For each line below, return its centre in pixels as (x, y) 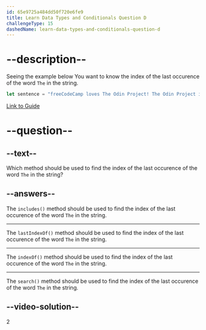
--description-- (47, 59)
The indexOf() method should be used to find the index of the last (90, 257)
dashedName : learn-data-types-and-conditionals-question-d (83, 29)
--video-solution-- (43, 307)
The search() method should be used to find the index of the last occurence (102, 281)
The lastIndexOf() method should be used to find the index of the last (95, 232)
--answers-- (31, 194)
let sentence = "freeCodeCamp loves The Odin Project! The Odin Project (101, 94)
